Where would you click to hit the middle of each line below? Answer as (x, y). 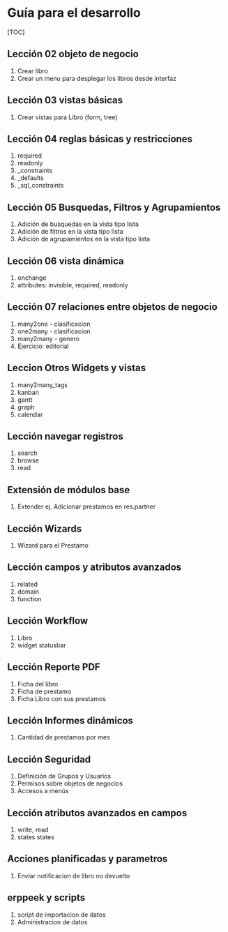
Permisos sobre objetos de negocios (70, 783)
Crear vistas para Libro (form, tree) (67, 117)
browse (28, 460)
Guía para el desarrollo (74, 13)
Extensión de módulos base (69, 490)
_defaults (30, 178)
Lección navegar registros (65, 436)
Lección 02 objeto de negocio (73, 54)
